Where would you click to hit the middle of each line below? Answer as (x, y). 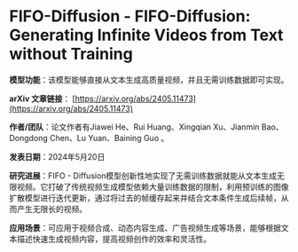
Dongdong (29, 138)
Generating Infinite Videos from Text (146, 35)
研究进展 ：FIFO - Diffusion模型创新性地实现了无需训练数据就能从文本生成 (143, 176)
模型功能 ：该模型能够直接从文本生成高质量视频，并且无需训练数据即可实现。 (149, 79)
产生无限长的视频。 (51, 209)
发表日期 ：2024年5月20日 (57, 156)
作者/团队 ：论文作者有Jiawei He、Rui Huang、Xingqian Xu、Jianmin (134, 127)
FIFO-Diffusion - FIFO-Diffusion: (130, 16)
